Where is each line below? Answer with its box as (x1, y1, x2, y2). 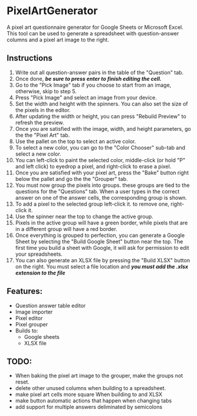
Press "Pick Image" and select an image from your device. (15, 94, 157, 101)
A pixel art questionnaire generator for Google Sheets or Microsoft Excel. (6, 24, 183, 31)
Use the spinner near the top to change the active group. (15, 213, 154, 220)
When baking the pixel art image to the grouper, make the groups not (15, 372, 183, 379)
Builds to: (15, 327, 38, 334)
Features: (6, 286, 43, 296)
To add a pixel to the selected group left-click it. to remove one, (15, 200, 170, 207)
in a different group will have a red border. (15, 225, 117, 232)
